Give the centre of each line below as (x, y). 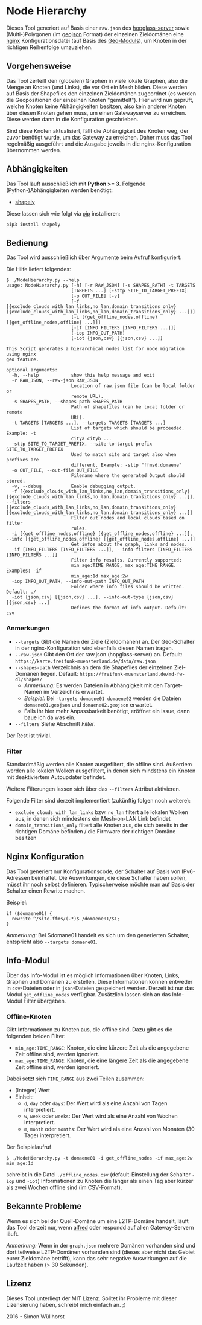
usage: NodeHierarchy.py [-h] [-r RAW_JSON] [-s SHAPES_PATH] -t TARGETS (101, 286)
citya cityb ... (91, 439)
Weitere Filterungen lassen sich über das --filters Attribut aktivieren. (93, 789)
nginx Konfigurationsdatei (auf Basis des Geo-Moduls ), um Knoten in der (96, 40)
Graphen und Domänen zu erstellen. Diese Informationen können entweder (99, 981)
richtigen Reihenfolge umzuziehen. (49, 47)
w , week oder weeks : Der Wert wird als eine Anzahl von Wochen (101, 1116)
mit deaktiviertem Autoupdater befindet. (56, 777)
